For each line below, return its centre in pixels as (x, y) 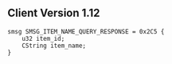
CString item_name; (54, 46)
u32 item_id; (43, 38)
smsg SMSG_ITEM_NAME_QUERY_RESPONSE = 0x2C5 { (86, 31)
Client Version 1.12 (54, 13)
